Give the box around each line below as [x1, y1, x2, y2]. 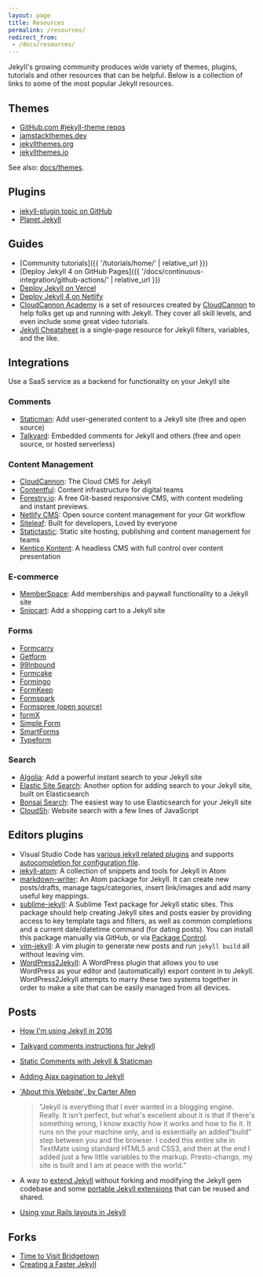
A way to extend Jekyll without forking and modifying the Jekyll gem [19, 1176, 242, 1185]
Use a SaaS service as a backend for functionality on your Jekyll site [8, 377, 230, 386]
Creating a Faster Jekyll [19, 1260, 97, 1269]
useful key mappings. [19, 891, 89, 900]
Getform [19, 651, 47, 661]
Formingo [19, 677, 51, 686]
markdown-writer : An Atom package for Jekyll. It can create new [19, 874, 229, 884]
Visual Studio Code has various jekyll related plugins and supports [19, 849, 234, 859]
